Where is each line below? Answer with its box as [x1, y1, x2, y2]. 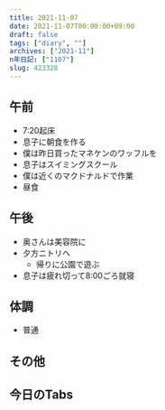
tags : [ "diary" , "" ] [9, 38, 87, 48]
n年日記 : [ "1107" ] [9, 55, 75, 64]
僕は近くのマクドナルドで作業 [22, 170, 133, 181]
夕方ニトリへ [22, 247, 70, 258]
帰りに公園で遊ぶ [35, 258, 100, 269]
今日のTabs [9, 387, 74, 403]
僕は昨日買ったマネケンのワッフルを [22, 147, 158, 158]
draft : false [9, 30, 59, 39]
